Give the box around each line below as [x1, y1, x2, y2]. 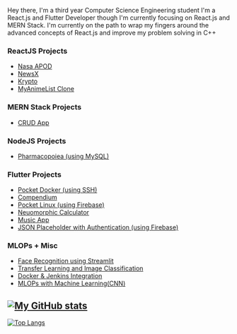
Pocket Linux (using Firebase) [17, 201, 105, 209]
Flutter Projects [7, 169, 62, 179]
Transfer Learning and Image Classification [17, 264, 144, 273]
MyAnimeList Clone [17, 85, 74, 93]
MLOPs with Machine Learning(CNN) [17, 279, 126, 288]
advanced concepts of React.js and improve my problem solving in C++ [7, 28, 216, 37]
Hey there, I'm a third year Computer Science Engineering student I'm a [7, 6, 216, 14]
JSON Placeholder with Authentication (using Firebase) [17, 223, 179, 232]
